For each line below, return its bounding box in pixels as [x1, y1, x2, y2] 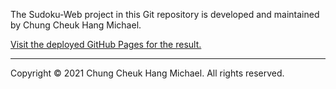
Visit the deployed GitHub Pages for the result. [10, 39, 202, 50]
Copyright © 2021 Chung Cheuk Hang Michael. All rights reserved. [10, 67, 285, 79]
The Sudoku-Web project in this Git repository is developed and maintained [10, 9, 320, 20]
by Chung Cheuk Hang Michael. [10, 19, 142, 31]
